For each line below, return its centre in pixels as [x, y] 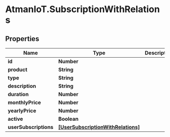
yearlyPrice [22, 111]
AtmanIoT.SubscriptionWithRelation [83, 9]
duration [18, 94]
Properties [22, 39]
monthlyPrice [25, 102]
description [22, 86]
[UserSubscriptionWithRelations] [99, 127]
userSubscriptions [31, 127]
